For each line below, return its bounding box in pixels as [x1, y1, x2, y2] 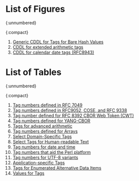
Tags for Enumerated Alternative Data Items [12, 165, 102, 171]
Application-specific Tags [12, 159, 65, 166]
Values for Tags [12, 170, 45, 176]
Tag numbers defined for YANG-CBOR [12, 117, 90, 124]
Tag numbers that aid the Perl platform [12, 149, 91, 155]
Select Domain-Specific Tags [12, 133, 72, 139]
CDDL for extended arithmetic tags [12, 44, 83, 50]
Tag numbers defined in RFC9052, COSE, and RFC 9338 [12, 107, 127, 113]
